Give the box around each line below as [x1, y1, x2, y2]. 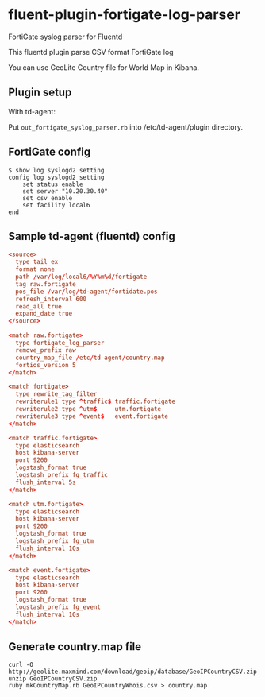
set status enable [22, 180, 83, 188]
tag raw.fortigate [15, 280, 77, 288]
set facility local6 [22, 201, 90, 209]
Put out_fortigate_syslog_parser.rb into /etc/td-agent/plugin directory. [8, 122, 244, 132]
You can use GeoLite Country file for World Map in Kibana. [8, 62, 200, 72]
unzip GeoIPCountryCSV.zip [8, 675, 98, 683]
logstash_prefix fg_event [15, 603, 102, 611]
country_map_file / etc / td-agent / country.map [15, 354, 165, 362]
